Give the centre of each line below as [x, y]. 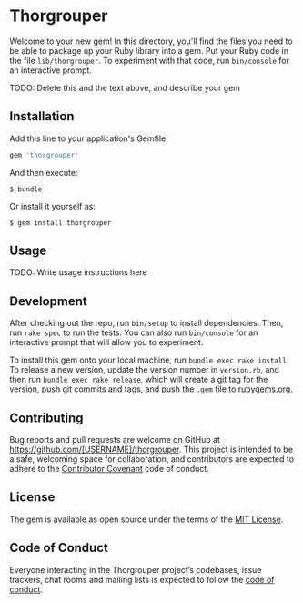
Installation [42, 116]
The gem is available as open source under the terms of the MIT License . [146, 519]
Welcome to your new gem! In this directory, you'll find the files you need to [151, 41]
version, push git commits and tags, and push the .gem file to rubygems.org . [151, 389]
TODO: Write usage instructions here [78, 272]
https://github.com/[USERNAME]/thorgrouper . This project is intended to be [151, 450]
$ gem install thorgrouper [61, 223]
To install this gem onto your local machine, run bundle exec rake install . [149, 360]
